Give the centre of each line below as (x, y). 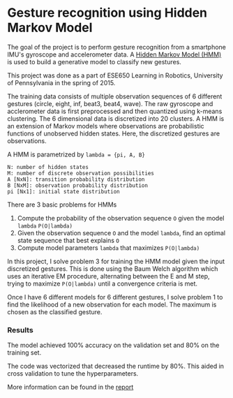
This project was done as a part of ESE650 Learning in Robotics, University (115, 75)
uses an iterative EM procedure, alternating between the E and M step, (109, 276)
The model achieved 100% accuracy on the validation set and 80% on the (113, 345)
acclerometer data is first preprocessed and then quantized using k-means (115, 111)
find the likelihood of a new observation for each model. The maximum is (112, 304)
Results (20, 330)
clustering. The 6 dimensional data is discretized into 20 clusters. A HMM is (116, 118)
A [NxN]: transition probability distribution (76, 179)
